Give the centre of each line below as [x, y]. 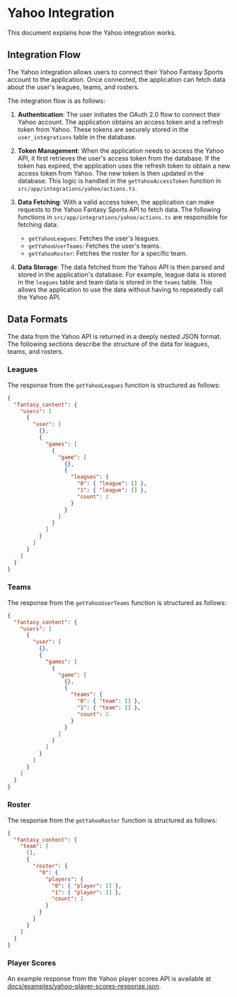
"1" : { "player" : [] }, [87, 892]
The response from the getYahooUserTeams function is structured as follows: [117, 602]
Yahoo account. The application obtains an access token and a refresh [120, 122]
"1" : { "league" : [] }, [112, 490]
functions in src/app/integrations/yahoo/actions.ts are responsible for [123, 217]
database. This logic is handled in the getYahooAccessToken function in [119, 180]
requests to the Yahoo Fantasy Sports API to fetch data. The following [119, 209]
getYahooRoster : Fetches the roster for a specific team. [108, 253]
